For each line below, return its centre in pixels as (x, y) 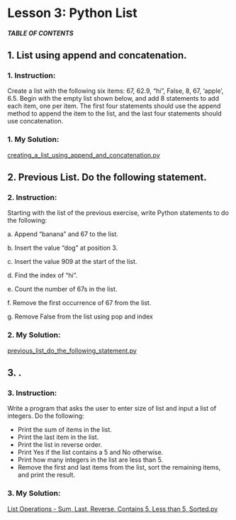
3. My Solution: (34, 493)
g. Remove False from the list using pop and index (80, 316)
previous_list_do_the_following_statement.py (72, 350)
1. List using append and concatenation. (97, 56)
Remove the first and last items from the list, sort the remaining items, (119, 468)
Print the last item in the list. (58, 437)
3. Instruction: (32, 393)
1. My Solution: (33, 140)
